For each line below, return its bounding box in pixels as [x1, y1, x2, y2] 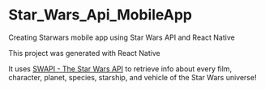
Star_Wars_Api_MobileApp [8, 6, 193, 24]
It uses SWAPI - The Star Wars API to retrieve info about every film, [8, 63, 233, 74]
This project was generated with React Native [8, 48, 160, 58]
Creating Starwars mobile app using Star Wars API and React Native [8, 32, 235, 42]
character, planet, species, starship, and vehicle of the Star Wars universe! [8, 72, 257, 82]
